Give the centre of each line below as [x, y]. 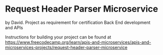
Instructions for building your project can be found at [58, 37]
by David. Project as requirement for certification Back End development [78, 22]
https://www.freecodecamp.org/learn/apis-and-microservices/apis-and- [78, 42]
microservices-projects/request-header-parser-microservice [66, 47]
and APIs [14, 27]
